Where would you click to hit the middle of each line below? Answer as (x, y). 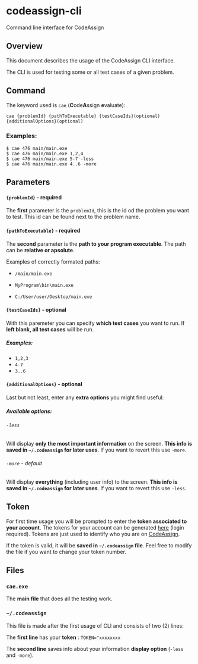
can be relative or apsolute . (41, 250)
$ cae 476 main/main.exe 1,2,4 (45, 154)
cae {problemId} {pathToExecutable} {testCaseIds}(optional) (83, 116)
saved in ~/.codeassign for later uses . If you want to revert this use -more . (96, 450)
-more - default (24, 463)
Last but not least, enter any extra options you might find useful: (85, 397)
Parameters (28, 182)
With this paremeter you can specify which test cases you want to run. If (95, 323)
